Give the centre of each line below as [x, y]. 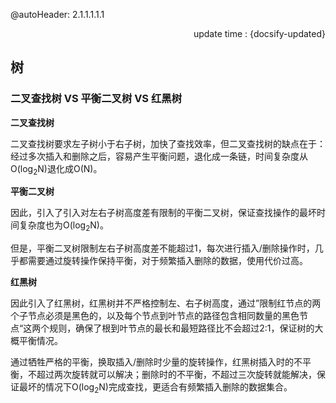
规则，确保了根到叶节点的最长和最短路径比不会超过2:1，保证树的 [182, 328]
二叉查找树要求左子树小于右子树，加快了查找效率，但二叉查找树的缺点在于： [168, 143]
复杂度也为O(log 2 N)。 [63, 226]
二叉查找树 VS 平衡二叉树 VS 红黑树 [96, 99]
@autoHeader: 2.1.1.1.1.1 [57, 14]
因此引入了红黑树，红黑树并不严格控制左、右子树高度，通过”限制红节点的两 [166, 303]
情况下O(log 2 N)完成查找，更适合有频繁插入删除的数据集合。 [168, 388]
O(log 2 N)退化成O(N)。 [56, 169]
